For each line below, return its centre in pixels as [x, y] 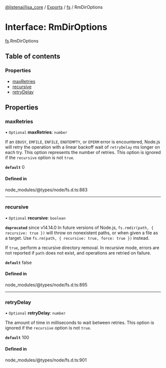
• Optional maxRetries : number [36, 132]
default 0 [15, 167]
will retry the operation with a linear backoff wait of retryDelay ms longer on [83, 147]
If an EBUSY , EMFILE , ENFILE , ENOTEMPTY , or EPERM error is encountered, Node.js [83, 142]
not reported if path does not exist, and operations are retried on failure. [78, 253]
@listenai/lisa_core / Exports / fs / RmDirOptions [54, 7]
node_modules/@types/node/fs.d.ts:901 [46, 360]
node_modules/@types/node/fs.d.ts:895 [46, 285]
